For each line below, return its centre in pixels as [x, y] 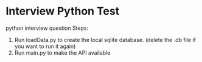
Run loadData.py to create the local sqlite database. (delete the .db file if [105, 40]
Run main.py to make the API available [62, 52]
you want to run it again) [45, 46]
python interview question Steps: [47, 28]
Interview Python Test [63, 11]
